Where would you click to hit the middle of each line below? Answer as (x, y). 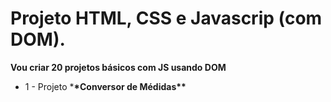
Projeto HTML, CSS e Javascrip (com (166, 18)
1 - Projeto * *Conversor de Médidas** (105, 86)
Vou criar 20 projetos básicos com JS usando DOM (118, 67)
